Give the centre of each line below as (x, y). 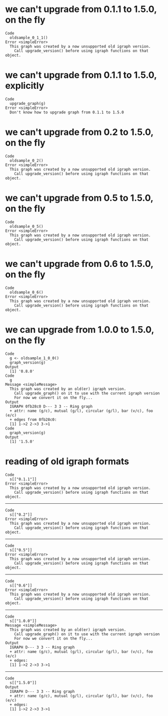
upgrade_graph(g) (28, 103)
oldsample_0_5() (26, 226)
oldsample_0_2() (26, 161)
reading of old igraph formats (67, 461)
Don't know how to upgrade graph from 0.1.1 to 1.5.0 (67, 112)
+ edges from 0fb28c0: (33, 419)
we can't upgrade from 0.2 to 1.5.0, (79, 132)
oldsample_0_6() (26, 292)
